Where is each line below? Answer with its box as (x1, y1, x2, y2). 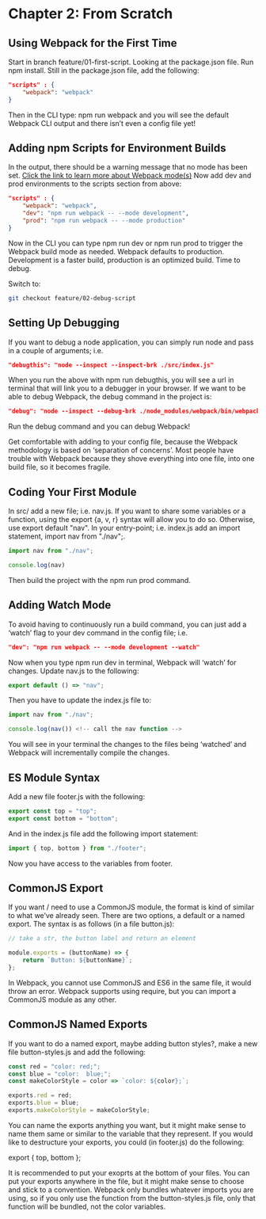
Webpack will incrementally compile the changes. (8, 748, 170, 757)
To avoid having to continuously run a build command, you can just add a (8, 619, 247, 629)
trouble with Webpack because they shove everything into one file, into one (8, 454, 255, 463)
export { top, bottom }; (8, 1152, 82, 1162)
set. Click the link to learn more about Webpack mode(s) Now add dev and (8, 171, 252, 181)
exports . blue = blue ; (8, 1099, 80, 1107)
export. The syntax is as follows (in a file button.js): (8, 920, 175, 929)
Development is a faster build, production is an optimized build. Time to (8, 255, 241, 265)
